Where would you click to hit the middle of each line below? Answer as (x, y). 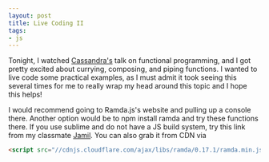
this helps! (25, 95)
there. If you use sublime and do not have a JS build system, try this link (127, 127)
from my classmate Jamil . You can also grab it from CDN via (107, 136)
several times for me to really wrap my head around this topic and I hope (128, 86)
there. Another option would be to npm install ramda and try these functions (133, 119)
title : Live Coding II (46, 23)
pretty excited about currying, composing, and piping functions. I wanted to (133, 69)
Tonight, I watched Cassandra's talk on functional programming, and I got (130, 61)
